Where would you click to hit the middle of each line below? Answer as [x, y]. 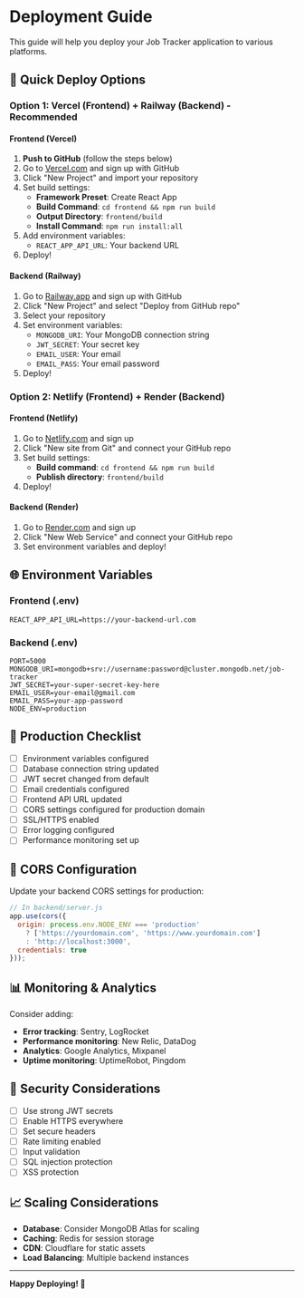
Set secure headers [59, 1131]
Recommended [44, 117]
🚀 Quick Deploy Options [78, 80]
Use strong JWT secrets [68, 1110]
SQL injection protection [67, 1162]
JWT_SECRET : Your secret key [88, 344]
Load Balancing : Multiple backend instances [106, 1258]
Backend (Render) [44, 507]
